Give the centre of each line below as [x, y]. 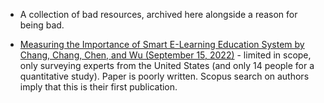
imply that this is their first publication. [98, 87]
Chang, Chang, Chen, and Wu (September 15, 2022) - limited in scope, [165, 55]
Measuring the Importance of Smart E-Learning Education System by [162, 44]
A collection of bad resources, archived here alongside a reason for [158, 14]
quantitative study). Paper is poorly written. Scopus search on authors [164, 76]
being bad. [42, 25]
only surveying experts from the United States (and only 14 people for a [167, 65]
